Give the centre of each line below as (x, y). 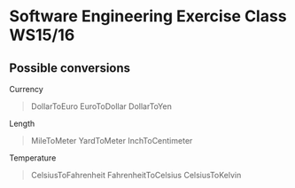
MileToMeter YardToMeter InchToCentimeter (112, 141)
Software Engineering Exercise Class (148, 16)
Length (22, 123)
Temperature (33, 158)
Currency (27, 89)
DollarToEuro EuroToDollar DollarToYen (101, 106)
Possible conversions (70, 68)
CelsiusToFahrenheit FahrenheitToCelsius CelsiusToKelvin (136, 175)
